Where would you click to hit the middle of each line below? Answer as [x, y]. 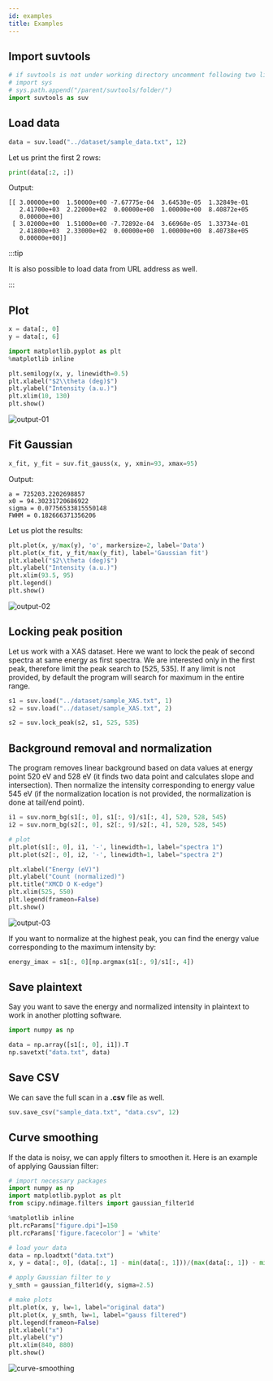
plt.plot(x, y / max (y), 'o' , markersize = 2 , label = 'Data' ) [107, 545]
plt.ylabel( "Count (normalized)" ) [67, 877]
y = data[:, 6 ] [34, 337]
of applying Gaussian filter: [54, 1166]
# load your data [38, 1248]
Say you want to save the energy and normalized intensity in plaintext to [129, 1007]
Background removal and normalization [110, 748]
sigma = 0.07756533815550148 [58, 508]
